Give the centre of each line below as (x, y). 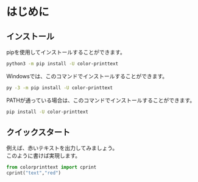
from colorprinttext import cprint (51, 167)
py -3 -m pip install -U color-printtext (60, 88)
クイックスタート (38, 132)
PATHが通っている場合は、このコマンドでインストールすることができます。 (101, 100)
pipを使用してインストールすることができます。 (66, 52)
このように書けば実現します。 (44, 156)
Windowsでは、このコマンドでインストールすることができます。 (87, 76)
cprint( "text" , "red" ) (34, 173)
